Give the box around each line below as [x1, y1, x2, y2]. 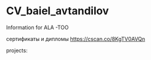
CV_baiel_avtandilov [6, 4, 109, 18]
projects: [6, 46, 28, 54]
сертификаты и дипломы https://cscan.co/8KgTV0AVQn [6, 35, 146, 42]
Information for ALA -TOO [6, 24, 69, 31]
